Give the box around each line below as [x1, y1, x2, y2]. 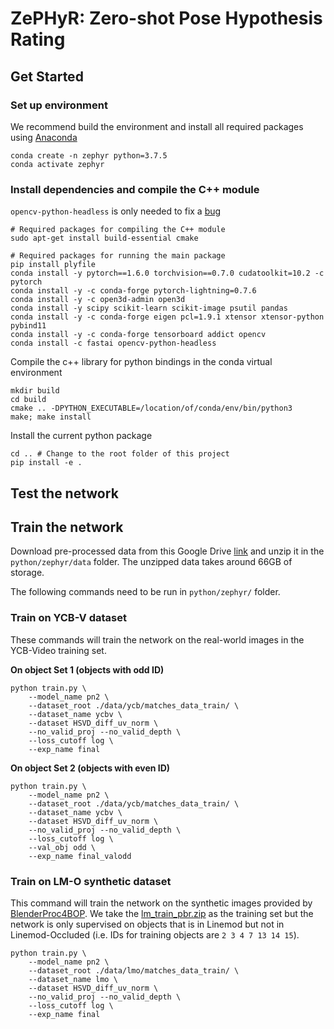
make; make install [10, 412, 92, 422]
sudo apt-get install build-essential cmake [10, 233, 199, 244]
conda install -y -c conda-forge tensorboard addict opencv [10, 330, 267, 340]
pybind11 [10, 321, 47, 331]
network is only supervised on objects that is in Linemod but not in [10, 918, 285, 930]
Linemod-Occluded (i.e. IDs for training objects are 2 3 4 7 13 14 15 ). [10, 928, 300, 941]
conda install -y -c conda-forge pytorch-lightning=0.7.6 [10, 286, 257, 296]
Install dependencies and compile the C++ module [10, 182, 260, 196]
